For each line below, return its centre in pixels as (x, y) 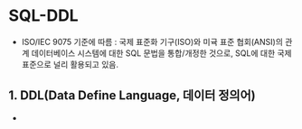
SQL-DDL (43, 16)
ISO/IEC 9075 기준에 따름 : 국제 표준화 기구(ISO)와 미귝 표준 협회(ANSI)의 (152, 41)
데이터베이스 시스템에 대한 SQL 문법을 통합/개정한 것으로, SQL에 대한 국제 (161, 53)
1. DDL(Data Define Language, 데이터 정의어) (132, 96)
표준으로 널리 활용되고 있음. (70, 64)
